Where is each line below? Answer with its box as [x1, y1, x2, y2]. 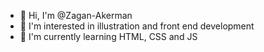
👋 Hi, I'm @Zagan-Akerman [19, 10, 133, 21]
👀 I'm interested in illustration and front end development [19, 20, 255, 32]
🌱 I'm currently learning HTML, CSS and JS [19, 31, 198, 42]
